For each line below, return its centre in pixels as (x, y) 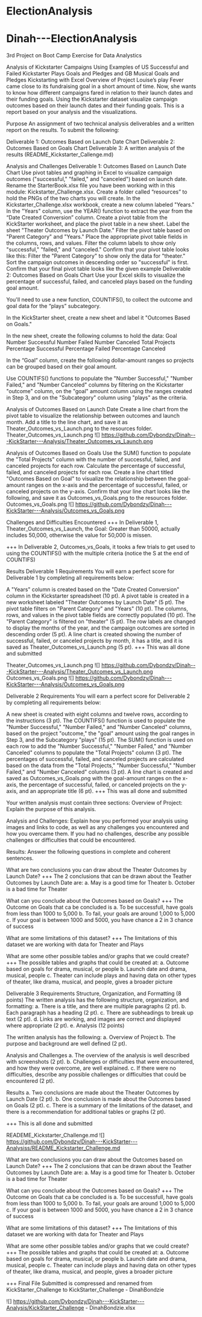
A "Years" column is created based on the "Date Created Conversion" (93, 590)
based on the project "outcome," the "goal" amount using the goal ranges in (100, 733)
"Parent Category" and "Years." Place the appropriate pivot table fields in (97, 237)
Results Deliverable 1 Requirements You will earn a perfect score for (90, 572)
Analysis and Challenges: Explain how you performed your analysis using (97, 821)
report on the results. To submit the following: (63, 130)
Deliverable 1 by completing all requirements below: (70, 578)
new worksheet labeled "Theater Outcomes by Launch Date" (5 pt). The (96, 602)
